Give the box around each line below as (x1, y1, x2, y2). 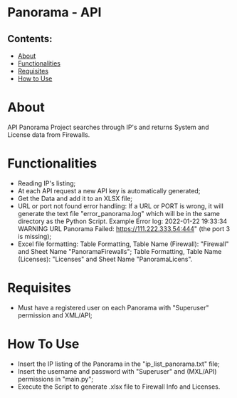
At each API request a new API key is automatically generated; (17, 186, 201, 195)
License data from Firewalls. (7, 130, 90, 139)
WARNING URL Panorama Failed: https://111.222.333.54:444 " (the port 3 (17, 224, 230, 233)
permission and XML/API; (17, 311, 93, 320)
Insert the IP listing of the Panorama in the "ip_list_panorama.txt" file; (17, 359, 220, 368)
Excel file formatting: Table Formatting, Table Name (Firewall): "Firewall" (17, 240, 229, 248)
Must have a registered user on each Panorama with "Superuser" (17, 303, 209, 312)
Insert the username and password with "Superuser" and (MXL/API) (17, 367, 217, 375)
